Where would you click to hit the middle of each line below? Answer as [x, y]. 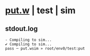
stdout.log [22, 29]
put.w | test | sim [40, 11]
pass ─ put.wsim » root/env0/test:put [45, 49]
